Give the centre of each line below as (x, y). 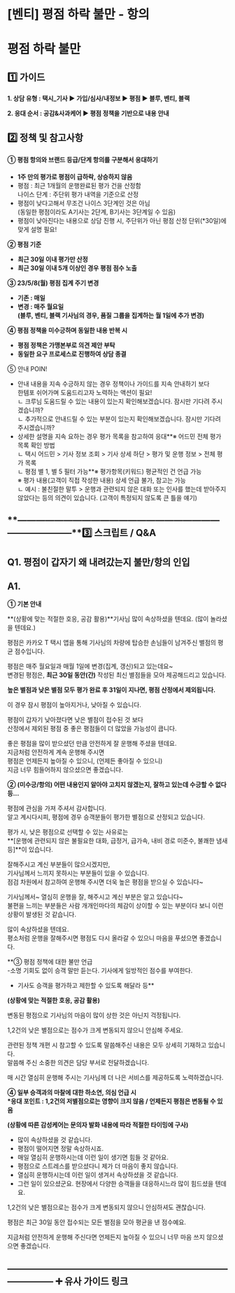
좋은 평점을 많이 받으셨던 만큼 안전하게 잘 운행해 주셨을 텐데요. (92, 744)
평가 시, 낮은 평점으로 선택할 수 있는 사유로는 (68, 832)
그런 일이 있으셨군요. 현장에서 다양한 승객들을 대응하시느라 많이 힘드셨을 (115, 1184)
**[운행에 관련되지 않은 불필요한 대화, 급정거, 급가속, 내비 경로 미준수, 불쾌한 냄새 (117, 841)
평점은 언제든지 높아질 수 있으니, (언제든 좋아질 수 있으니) (85, 761)
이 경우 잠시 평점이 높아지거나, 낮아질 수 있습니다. (74, 705)
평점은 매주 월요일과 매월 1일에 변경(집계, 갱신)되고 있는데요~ (90, 666)
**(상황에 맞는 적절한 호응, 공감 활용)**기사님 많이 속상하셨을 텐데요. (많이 (108, 619)
